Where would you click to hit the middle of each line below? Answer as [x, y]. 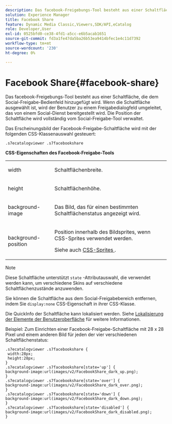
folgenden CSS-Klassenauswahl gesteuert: [51, 134]
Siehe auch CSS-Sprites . [85, 250]
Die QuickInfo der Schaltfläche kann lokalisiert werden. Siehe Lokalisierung [84, 314]
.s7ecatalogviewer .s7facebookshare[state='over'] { [63, 381]
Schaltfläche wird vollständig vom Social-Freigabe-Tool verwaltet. [75, 119]
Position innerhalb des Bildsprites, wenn [103, 232]
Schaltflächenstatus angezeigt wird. [98, 214]
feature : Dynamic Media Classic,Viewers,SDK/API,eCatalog [68, 24]
